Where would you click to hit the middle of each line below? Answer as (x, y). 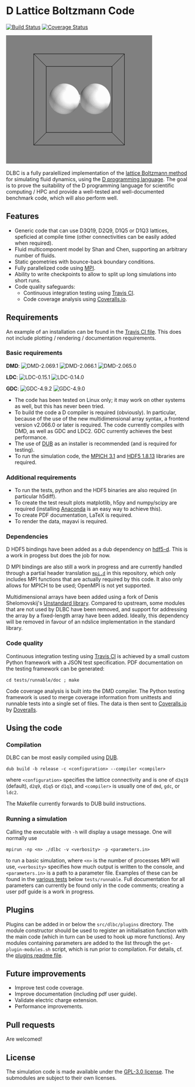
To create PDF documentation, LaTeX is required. (74, 515)
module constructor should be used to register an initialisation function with (97, 930)
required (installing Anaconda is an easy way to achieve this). (88, 509)
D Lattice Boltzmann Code (71, 11)
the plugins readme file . (34, 955)
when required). (34, 243)
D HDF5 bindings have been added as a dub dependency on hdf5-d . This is (97, 549)
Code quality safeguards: (45, 286)
